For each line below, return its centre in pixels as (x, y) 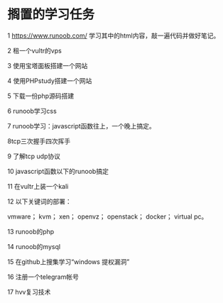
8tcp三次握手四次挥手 (39, 141)
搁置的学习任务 (51, 15)
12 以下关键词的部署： (40, 201)
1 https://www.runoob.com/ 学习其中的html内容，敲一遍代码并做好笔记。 (114, 35)
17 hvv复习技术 (29, 292)
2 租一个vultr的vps (34, 50)
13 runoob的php (31, 231)
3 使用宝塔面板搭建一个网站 (48, 65)
